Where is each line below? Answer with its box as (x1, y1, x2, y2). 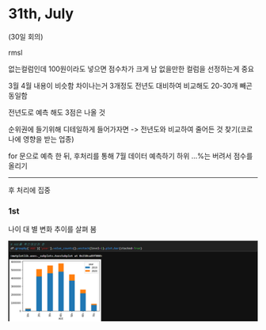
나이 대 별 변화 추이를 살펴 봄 (8, 225, 97, 234)
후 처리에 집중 (8, 185, 51, 195)
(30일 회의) (8, 32, 44, 41)
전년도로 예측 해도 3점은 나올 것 (8, 108, 105, 117)
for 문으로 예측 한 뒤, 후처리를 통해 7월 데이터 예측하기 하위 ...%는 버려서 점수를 (8, 151, 253, 161)
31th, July (8, 5, 74, 23)
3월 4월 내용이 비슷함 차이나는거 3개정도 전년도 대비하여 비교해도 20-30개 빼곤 (8, 81, 253, 90)
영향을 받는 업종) (22, 134, 74, 143)
